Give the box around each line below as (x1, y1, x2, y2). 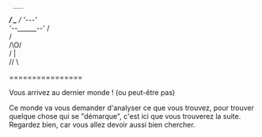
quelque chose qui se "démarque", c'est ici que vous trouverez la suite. (9, 112, 241, 120)
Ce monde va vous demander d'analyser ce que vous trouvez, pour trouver (9, 103, 255, 112)
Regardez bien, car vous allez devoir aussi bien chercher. (9, 120, 196, 129)
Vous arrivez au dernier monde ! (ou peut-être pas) (9, 88, 176, 97)
